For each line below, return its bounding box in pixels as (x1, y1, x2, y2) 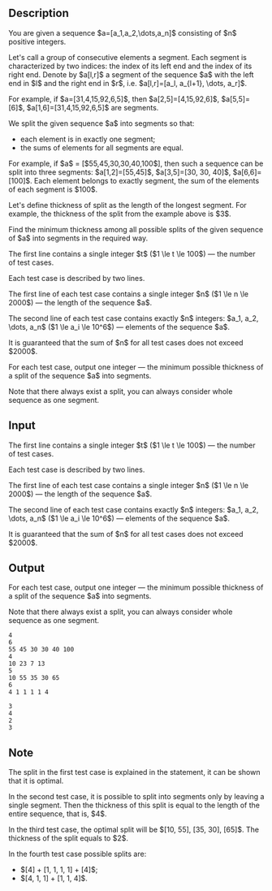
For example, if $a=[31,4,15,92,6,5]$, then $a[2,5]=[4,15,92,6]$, (8, 93, 220, 104)
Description (8, 6, 69, 20)
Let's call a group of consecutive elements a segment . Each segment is (8, 52, 248, 62)
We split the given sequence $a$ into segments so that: (8, 118, 195, 128)
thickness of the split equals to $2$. (8, 833, 128, 843)
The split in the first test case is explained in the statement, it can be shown (8, 768, 261, 777)
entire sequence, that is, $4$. (8, 809, 107, 819)
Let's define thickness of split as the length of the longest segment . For (8, 200, 248, 210)
